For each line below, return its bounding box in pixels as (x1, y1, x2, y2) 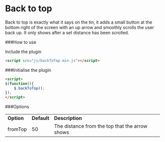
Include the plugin (5, 49, 42, 55)
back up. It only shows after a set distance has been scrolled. (5, 29, 129, 35)
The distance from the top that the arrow (54, 123, 148, 130)
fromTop (7, 126, 27, 133)
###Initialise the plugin (5, 67, 52, 73)
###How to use (5, 39, 37, 45)
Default (31, 115, 50, 122)
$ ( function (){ (5, 81, 34, 86)
